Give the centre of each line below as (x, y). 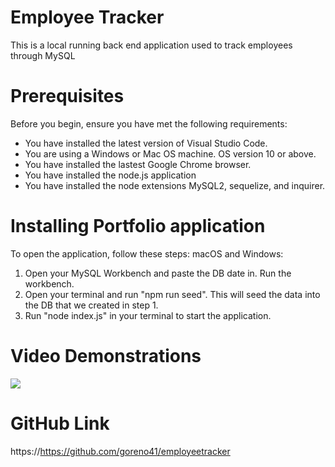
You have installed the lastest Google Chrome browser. (138, 164)
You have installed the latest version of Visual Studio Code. (146, 143)
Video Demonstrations (106, 356)
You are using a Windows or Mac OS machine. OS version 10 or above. (170, 153)
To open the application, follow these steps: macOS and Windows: (147, 253)
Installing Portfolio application (138, 226)
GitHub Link (60, 423)
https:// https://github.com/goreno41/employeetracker (120, 451)
